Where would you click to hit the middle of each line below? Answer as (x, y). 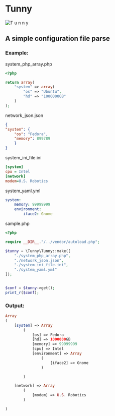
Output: (15, 306)
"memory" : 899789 (32, 139)
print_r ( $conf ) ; (22, 292)
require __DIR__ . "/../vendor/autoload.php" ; (52, 242)
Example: (17, 53)
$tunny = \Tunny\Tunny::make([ (38, 251)
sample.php (18, 223)
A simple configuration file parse (58, 39)
